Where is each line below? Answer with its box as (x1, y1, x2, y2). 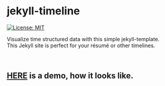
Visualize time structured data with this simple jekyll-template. (7, 35, 160, 42)
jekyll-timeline (7, 4, 80, 18)
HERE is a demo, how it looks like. (7, 70, 134, 81)
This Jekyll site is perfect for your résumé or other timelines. (7, 42, 155, 49)
